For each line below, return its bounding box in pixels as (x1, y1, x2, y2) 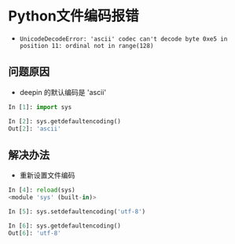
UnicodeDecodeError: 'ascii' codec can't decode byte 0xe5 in (19, 35, 228, 43)
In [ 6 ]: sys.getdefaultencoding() (8, 221, 122, 230)
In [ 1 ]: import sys (8, 103, 72, 111)
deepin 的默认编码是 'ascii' (19, 87, 107, 97)
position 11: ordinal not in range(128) (19, 42, 154, 49)
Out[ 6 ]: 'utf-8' (8, 229, 61, 237)
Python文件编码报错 (8, 7, 139, 25)
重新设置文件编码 (19, 170, 75, 180)
